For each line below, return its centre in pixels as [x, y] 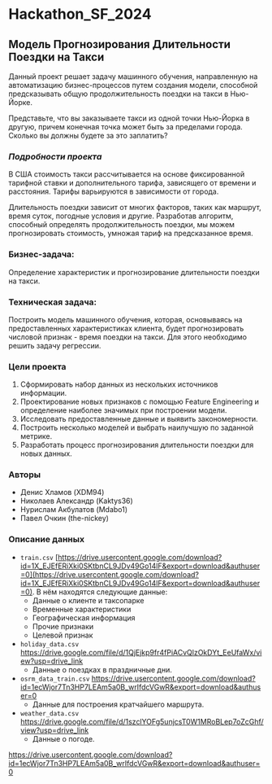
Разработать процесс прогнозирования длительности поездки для [137, 445]
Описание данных [47, 540]
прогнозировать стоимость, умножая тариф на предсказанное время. [131, 234]
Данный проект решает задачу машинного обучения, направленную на [133, 77]
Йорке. [20, 102]
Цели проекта [37, 366]
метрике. [36, 436]
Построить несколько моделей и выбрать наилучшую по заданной [137, 427]
